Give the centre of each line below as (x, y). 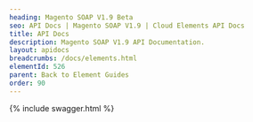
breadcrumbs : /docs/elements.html (73, 58)
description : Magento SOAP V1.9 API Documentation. (107, 42)
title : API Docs (39, 34)
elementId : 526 (37, 67)
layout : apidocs (39, 50)
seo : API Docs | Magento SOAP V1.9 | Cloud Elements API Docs (127, 26)
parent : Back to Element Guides (69, 75)
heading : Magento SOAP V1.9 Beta (71, 17)
